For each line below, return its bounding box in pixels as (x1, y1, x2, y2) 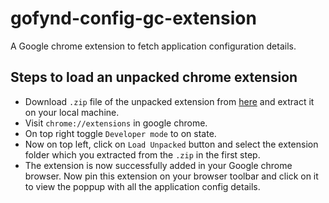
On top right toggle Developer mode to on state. (24, 127, 217, 139)
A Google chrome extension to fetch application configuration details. (10, 40, 297, 52)
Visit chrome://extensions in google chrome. (24, 117, 208, 129)
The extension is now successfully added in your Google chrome (24, 159, 293, 171)
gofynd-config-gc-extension (10, 7, 257, 30)
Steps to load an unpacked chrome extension (10, 69, 298, 86)
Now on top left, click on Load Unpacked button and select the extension (24, 138, 319, 150)
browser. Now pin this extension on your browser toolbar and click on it (24, 170, 319, 182)
